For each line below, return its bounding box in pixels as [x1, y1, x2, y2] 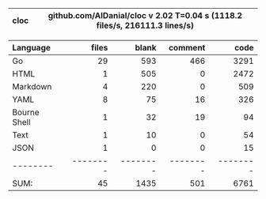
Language [12, 43, 51, 53]
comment [169, 43, 206, 53]
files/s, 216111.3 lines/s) [96, 20, 194, 31]
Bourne [12, 107, 40, 118]
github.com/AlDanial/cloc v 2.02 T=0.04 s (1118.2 [47, 10, 243, 21]
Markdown [12, 81, 52, 92]
